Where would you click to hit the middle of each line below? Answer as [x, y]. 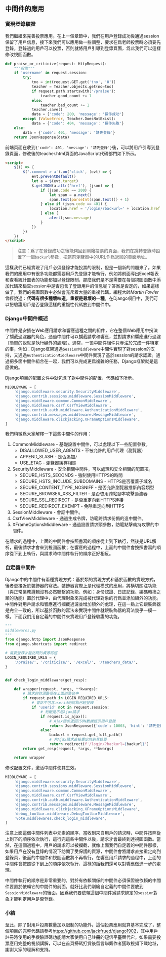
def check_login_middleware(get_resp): [46, 680]
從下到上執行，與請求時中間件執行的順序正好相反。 [61, 554]
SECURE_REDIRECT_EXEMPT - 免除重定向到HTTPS [72, 506]
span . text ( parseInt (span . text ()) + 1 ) [89, 199]
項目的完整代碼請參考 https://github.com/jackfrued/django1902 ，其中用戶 [83, 931]
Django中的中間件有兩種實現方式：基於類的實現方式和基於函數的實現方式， [82, 579]
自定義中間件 [21, 568]
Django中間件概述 [27, 319]
